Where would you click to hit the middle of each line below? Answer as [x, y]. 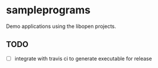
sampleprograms [48, 10]
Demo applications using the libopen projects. [61, 26]
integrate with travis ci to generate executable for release [83, 58]
